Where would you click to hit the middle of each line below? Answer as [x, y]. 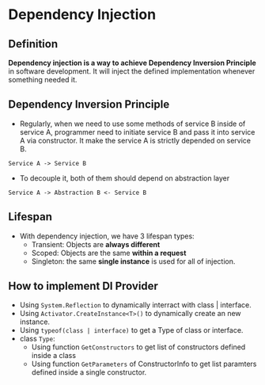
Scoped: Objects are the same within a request [109, 253]
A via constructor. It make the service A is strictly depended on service [135, 140]
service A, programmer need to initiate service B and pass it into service [137, 132]
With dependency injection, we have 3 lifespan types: [107, 236]
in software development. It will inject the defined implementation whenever [132, 71]
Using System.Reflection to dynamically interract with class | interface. [135, 305]
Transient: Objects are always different [96, 244]
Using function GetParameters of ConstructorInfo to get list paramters [144, 364]
